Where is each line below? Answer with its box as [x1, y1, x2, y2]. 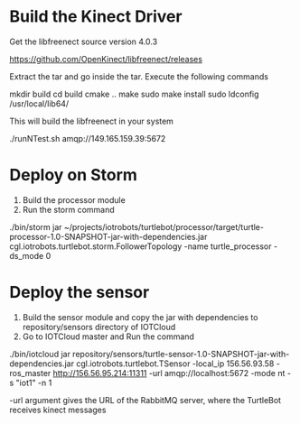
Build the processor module [22, 194, 127, 205]
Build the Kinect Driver [9, 6, 183, 27]
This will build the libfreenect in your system [9, 115, 174, 126]
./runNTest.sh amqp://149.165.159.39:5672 [9, 133, 166, 143]
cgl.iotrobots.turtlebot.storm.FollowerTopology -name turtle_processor [9, 241, 272, 252]
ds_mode [9, 250, 44, 261]
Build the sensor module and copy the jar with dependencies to [22, 311, 258, 322]
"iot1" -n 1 [15, 377, 52, 388]
